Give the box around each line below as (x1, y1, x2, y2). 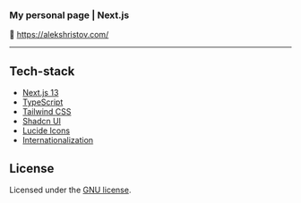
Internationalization (21, 135, 94, 146)
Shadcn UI (21, 116, 61, 127)
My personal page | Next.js (9, 9, 130, 21)
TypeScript (21, 97, 64, 107)
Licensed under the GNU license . (9, 184, 132, 195)
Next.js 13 (21, 88, 59, 98)
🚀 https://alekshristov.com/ (9, 30, 109, 40)
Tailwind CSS (21, 106, 72, 117)
